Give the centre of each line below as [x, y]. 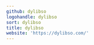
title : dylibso [25, 28]
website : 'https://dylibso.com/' [48, 33]
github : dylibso [26, 11]
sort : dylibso [24, 22]
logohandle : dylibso [32, 17]
